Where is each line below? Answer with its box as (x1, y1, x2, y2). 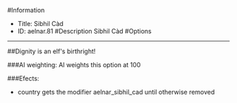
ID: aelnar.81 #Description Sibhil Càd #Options (17, 27, 152, 35)
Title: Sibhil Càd (17, 20, 63, 27)
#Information (7, 6, 45, 14)
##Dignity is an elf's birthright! (7, 47, 96, 55)
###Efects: (7, 74, 39, 83)
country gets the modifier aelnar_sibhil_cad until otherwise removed (17, 88, 215, 96)
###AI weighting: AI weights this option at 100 (7, 61, 141, 69)
